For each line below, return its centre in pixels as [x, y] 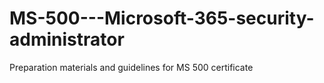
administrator [67, 39]
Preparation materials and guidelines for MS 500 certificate [131, 67]
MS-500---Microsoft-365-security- [162, 18]
